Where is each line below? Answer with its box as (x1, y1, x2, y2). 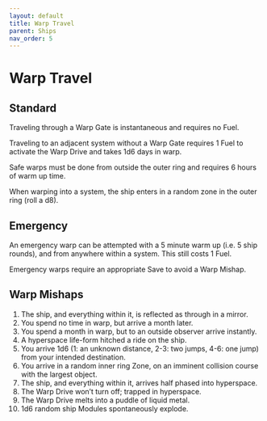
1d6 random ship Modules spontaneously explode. (20, 403, 189, 413)
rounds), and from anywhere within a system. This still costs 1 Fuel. (9, 249, 232, 259)
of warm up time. (9, 171, 66, 181)
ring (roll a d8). (9, 196, 59, 205)
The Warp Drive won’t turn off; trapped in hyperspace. (20, 386, 202, 396)
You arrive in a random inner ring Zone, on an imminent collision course (20, 360, 259, 370)
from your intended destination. (20, 352, 126, 362)
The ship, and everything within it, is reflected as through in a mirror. (20, 309, 248, 319)
